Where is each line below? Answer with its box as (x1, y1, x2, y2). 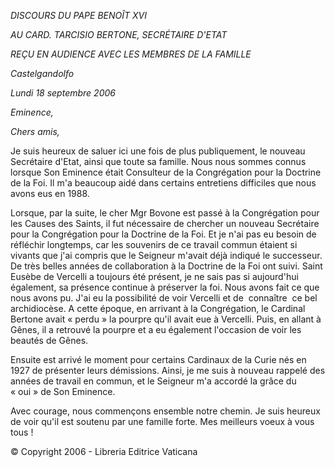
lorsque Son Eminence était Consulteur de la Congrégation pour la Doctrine (10, 166, 322, 178)
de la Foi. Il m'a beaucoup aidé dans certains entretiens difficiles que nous (10, 177, 317, 189)
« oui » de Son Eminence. (10, 386, 116, 397)
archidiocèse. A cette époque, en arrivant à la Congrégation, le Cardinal (10, 303, 306, 314)
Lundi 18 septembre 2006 (10, 87, 116, 99)
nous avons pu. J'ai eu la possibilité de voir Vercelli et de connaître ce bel (10, 292, 318, 304)
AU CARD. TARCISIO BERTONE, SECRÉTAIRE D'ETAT (10, 29, 228, 40)
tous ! (10, 426, 34, 438)
